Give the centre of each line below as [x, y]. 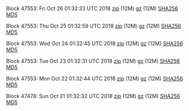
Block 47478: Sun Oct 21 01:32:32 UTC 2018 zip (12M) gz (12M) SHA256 [93, 96]
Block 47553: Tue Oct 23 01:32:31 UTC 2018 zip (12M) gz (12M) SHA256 [93, 61]
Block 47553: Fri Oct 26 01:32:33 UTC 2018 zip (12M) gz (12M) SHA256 [92, 8]
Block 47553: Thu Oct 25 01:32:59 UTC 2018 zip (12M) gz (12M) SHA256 [94, 26]
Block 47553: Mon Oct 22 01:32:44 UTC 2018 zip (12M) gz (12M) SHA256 [94, 79]
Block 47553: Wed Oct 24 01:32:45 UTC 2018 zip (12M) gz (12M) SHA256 [94, 44]
